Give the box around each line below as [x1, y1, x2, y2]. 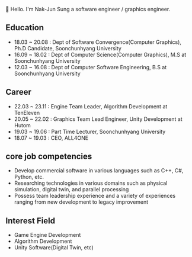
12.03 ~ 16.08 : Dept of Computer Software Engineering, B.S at [14, 63, 167, 70]
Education [5, 23, 44, 33]
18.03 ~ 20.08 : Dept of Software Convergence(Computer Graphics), [14, 38, 182, 46]
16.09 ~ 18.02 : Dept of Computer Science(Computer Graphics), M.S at [14, 51, 187, 58]
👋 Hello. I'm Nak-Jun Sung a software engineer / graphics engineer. [5, 6, 171, 12]
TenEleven [14, 109, 40, 116]
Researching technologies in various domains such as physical [14, 179, 168, 187]
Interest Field [5, 216, 56, 226]
